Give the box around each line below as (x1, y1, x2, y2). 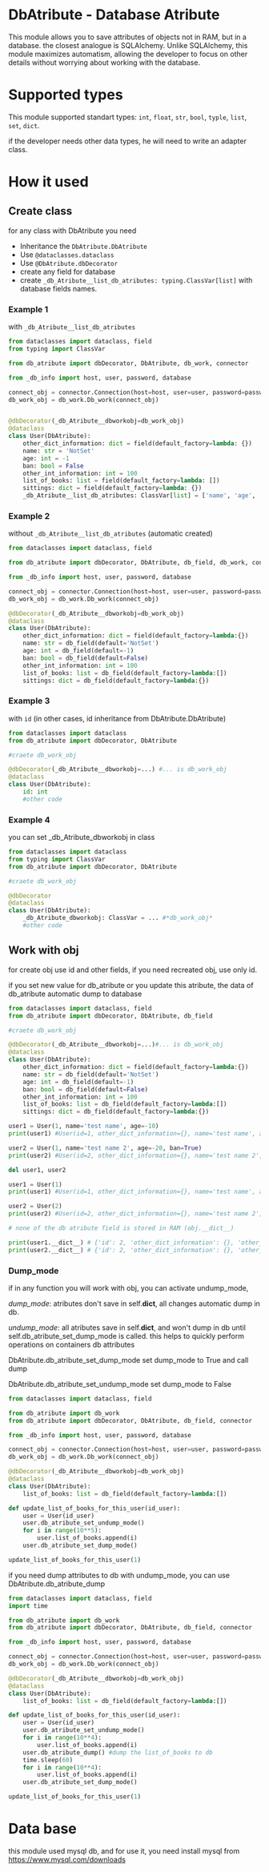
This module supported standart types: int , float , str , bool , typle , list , (8, 112, 247, 122)
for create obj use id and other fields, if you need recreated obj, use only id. (8, 965, 258, 974)
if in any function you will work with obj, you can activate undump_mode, (8, 1283, 249, 1292)
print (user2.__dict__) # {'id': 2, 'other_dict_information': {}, (8, 1246, 235, 1254)
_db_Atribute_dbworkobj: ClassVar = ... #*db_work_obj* (22, 914, 214, 922)
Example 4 (8, 814, 50, 826)
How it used (8, 173, 90, 191)
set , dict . (8, 120, 40, 130)
